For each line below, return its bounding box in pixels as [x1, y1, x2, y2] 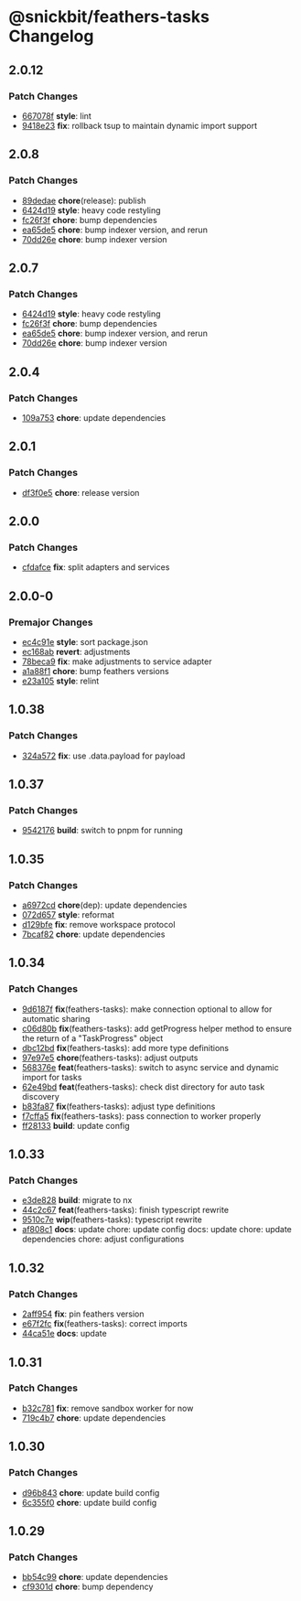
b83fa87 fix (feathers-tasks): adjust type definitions [21, 1101, 216, 1112]
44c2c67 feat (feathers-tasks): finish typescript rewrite [21, 1205, 230, 1216]
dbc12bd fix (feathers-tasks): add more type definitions [21, 1042, 230, 1053]
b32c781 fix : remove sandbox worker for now [21, 1402, 194, 1413]
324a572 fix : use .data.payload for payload [21, 750, 186, 761]
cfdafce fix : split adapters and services [21, 562, 170, 573]
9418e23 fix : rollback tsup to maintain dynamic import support [21, 120, 258, 131]
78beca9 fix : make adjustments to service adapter [21, 656, 212, 667]
